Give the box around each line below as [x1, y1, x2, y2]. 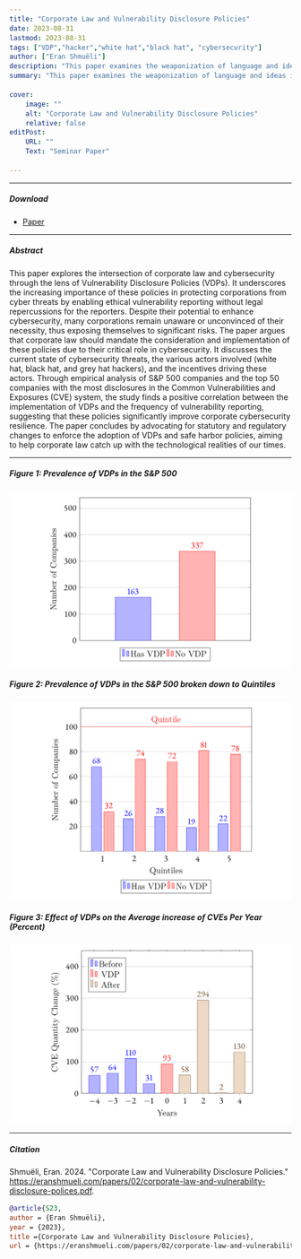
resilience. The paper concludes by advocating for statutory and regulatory [9, 420, 287, 430]
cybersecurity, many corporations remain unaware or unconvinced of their [9, 315, 285, 326]
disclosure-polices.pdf [9, 1185, 92, 1196]
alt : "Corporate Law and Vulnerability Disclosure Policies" [25, 109, 258, 118]
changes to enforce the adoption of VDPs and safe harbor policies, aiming [9, 430, 283, 440]
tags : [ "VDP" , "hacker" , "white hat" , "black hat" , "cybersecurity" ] [9, 43, 262, 52]
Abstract [9, 245, 43, 256]
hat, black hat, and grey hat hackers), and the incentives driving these [9, 363, 267, 374]
